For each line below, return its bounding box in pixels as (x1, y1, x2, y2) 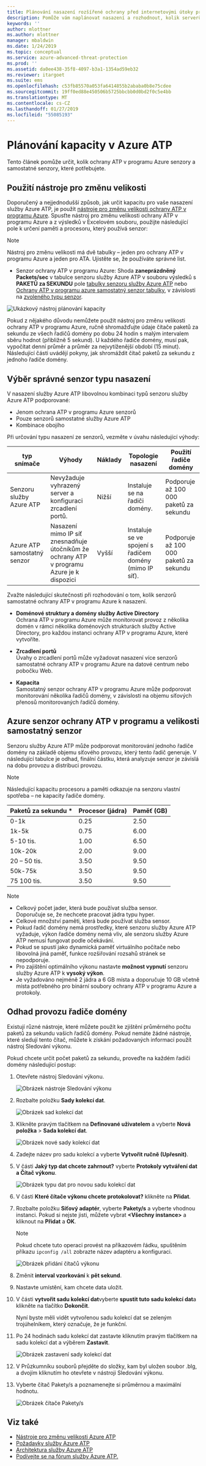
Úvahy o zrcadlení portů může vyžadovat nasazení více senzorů (15, 654, 178, 661)
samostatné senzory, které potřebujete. (7, 165, 106, 172)
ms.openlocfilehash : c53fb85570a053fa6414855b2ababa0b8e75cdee (7, 83, 172, 90)
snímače (14, 459, 40, 468)
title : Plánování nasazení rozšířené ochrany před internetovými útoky (7, 9, 193, 15)
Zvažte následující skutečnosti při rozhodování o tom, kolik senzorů (7, 591, 177, 598)
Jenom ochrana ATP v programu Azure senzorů (15, 408, 136, 416)
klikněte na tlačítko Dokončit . (15, 1302, 90, 1309)
